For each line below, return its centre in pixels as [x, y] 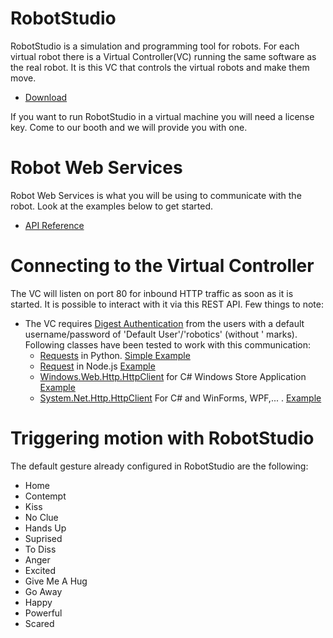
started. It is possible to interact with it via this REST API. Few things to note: [167, 304]
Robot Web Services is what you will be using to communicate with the [156, 195]
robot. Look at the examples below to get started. [111, 206]
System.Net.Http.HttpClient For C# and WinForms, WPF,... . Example [180, 398]
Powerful [43, 613]
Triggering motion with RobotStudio [162, 438]
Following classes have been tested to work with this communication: [168, 344]
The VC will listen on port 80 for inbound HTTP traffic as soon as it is [152, 293]
